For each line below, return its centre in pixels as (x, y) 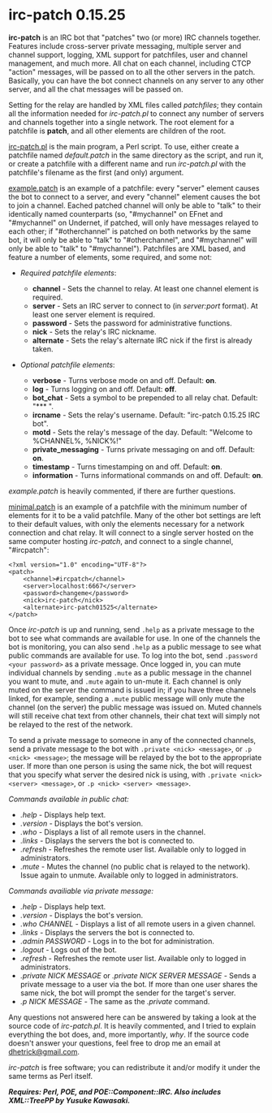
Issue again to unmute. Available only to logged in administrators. (129, 875)
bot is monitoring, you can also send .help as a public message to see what (135, 646)
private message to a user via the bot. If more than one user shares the (139, 984)
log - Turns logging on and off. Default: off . (104, 389)
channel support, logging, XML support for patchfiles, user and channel (128, 54)
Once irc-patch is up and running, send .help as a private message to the (132, 629)
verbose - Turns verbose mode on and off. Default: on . (124, 380)
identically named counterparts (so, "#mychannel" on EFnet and (116, 214)
